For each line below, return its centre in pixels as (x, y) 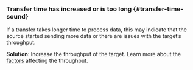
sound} (17, 16)
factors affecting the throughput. (47, 61)
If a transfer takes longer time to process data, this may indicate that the (97, 30)
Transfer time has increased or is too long (69, 9)
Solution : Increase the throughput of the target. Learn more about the (94, 54)
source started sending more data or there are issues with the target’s (94, 36)
